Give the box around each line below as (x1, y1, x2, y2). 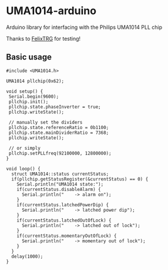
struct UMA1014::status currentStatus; (11, 171, 109, 177)
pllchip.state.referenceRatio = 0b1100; (8, 124, 109, 130)
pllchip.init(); (8, 98, 49, 104)
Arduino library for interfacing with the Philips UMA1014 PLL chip (6, 24, 163, 31)
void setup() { (6, 88, 43, 94)
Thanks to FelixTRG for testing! (6, 35, 81, 42)
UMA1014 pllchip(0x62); (6, 78, 65, 84)
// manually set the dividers (8, 119, 83, 125)
